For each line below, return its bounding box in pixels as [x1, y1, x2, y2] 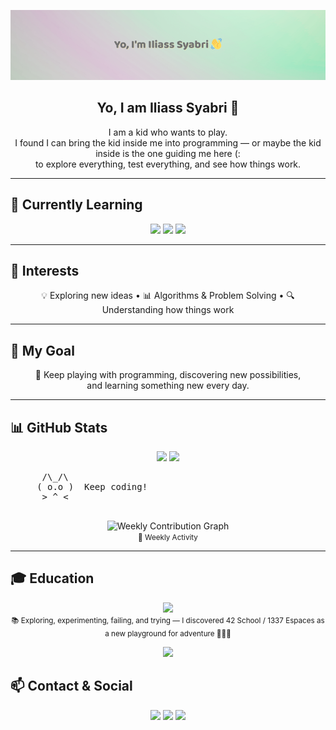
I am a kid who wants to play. [108, 126, 228, 138]
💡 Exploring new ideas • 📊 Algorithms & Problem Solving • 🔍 [41, 290, 295, 302]
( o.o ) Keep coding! [36, 481, 148, 493]
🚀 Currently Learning [10, 196, 143, 214]
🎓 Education [10, 570, 95, 587]
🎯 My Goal [10, 342, 75, 359]
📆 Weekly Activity [138, 533, 198, 543]
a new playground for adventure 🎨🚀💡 [104, 628, 232, 639]
